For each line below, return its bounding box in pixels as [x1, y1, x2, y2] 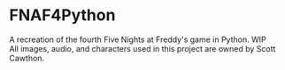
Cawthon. [9, 52, 45, 63]
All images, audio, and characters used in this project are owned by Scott [9, 43, 276, 53]
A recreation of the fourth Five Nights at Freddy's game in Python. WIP [9, 34, 267, 45]
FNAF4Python [9, 5, 116, 25]
